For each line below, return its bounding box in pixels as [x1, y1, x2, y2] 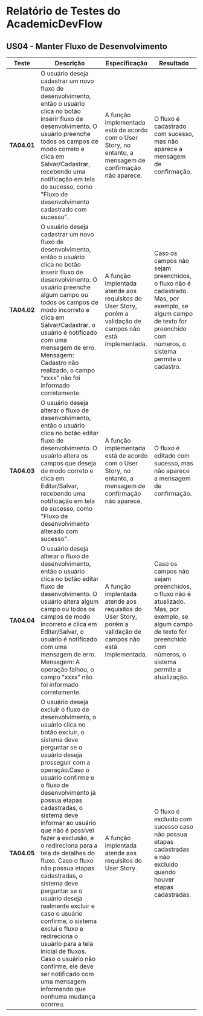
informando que [40, 985, 86, 993]
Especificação [105, 59, 148, 67]
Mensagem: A [40, 658, 80, 666]
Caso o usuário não [40, 955, 96, 963]
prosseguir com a [40, 759, 91, 766]
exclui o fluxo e [40, 925, 83, 933]
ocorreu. [40, 1000, 65, 1008]
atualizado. [153, 597, 185, 606]
